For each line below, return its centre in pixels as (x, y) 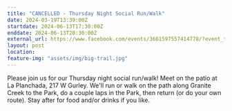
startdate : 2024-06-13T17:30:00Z (55, 26)
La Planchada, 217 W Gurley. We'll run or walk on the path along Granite (109, 85)
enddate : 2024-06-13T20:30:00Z (52, 33)
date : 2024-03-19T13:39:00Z (48, 20)
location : (21, 52)
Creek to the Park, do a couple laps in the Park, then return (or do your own (114, 92)
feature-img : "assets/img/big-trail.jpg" (68, 59)
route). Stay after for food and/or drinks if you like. (79, 100)
